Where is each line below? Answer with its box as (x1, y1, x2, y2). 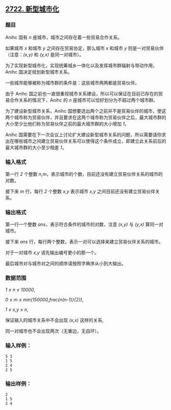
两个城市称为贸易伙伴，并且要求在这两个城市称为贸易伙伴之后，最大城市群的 (5, 114, 166, 120)
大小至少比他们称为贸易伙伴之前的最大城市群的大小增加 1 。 (5, 120, 129, 127)
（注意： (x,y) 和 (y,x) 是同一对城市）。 (5, 51, 84, 57)
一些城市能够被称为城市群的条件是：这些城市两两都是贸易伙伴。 (5, 79, 139, 86)
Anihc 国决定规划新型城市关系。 (5, 69, 72, 75)
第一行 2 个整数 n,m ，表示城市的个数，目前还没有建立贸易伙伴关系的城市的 (5, 171, 163, 177)
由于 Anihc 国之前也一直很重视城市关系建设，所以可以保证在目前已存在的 (5, 90, 159, 96)
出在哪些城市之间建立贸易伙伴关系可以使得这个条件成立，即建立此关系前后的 (5, 138, 166, 144)
